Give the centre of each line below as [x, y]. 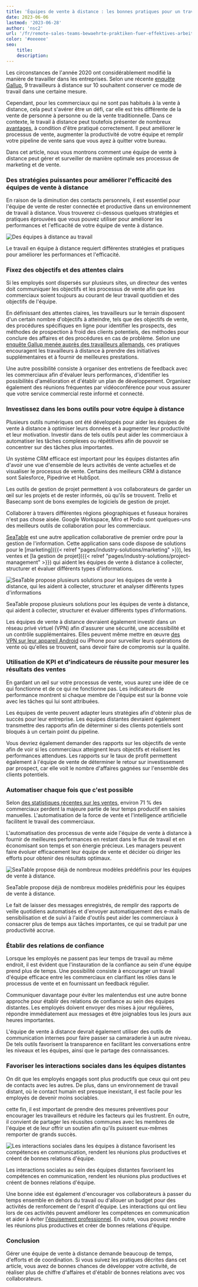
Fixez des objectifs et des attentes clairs [65, 270]
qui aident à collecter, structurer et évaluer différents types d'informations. [96, 610]
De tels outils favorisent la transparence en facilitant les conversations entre [98, 1044]
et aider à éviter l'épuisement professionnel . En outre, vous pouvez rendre [96, 1219]
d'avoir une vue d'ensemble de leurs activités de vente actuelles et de [91, 465]
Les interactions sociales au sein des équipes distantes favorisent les [90, 1170]
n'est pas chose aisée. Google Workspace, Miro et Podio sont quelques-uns [98, 519]
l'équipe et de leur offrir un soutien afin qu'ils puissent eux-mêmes [87, 1128]
